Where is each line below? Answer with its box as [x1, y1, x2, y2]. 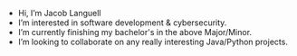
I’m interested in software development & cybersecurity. [17, 17, 227, 28]
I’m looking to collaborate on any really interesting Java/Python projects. [17, 36, 288, 47]
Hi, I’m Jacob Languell [17, 8, 101, 18]
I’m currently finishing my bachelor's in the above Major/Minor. [17, 27, 252, 37]
